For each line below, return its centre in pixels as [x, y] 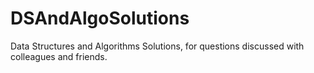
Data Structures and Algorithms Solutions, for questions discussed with [157, 46]
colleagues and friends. [59, 56]
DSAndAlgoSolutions [100, 18]
